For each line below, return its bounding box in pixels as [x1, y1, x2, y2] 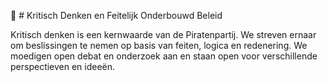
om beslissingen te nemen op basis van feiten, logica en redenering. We [10, 40, 308, 51]
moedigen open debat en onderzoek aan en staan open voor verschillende [10, 50, 318, 62]
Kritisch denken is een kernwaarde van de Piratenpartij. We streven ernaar [10, 29, 317, 40]
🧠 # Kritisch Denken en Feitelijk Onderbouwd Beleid [10, 10, 223, 21]
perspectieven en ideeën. [10, 61, 116, 72]
